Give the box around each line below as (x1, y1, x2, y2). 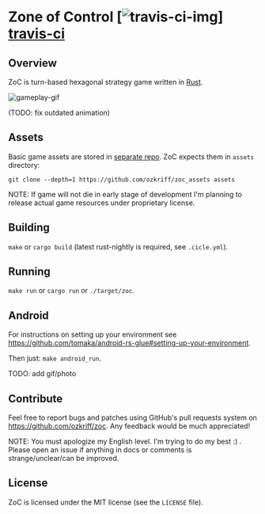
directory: (8, 160, 40, 169)
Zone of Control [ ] (8, 8, 224, 26)
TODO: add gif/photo (8, 369, 77, 379)
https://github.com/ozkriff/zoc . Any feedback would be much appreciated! (8, 421, 251, 431)
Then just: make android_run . (8, 353, 101, 364)
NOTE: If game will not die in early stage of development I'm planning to (8, 189, 243, 199)
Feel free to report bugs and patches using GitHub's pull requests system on (8, 413, 257, 423)
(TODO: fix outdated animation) (8, 108, 111, 117)
